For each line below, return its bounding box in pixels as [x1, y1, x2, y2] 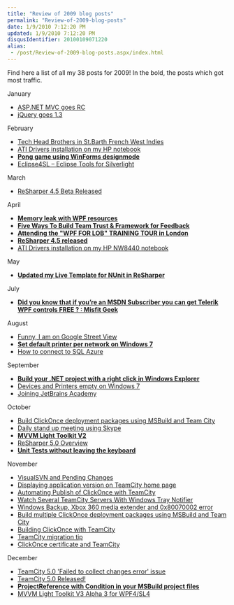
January [7, 89, 31, 98]
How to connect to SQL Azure [17, 347, 103, 355]
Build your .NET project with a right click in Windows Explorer [17, 374, 200, 383]
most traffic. [7, 76, 43, 84]
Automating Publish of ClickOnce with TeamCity [17, 487, 156, 497]
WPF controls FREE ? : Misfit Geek [17, 305, 119, 313]
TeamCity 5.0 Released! [17, 574, 86, 583]
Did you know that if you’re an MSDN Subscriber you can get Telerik [17, 298, 219, 306]
